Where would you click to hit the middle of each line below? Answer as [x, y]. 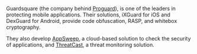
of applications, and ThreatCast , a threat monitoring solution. [80, 45]
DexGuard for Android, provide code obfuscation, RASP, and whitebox [92, 21]
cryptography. [23, 27]
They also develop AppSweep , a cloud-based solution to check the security [98, 38]
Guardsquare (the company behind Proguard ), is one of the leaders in [91, 9]
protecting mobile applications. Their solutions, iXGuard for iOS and [88, 15]
